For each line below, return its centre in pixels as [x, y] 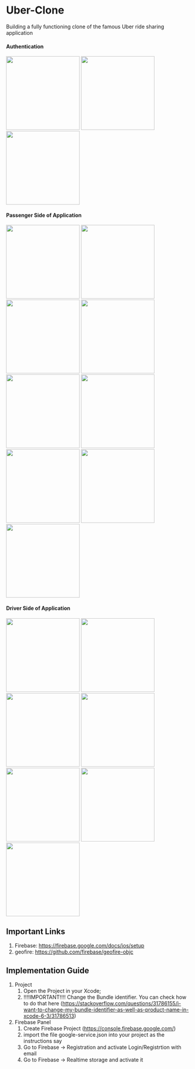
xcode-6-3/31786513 [49, 1016]
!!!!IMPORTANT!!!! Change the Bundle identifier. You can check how [105, 997]
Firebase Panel [33, 1022]
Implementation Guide [48, 970]
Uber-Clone [35, 10]
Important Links [36, 931]
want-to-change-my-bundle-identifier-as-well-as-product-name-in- [106, 1010]
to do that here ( [43, 1004]
